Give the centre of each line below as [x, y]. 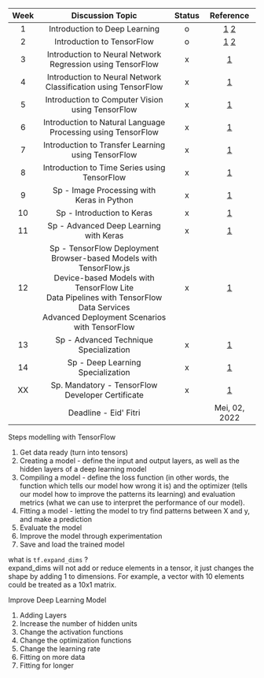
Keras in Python [104, 200]
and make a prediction [56, 519]
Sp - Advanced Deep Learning [104, 226]
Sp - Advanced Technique [104, 340]
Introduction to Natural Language [104, 122]
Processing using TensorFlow [104, 132]
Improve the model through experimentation [91, 536]
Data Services [104, 308]
